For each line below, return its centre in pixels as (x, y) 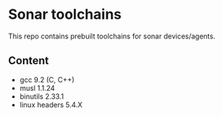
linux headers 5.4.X (51, 104)
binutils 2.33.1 (42, 96)
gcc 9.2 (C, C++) (47, 79)
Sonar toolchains (65, 14)
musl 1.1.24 (37, 88)
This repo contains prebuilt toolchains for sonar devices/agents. (112, 36)
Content (29, 61)
